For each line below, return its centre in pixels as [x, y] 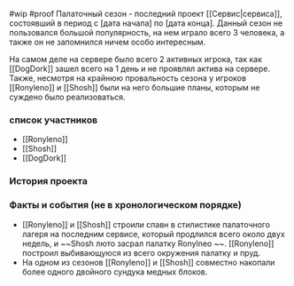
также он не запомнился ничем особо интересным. [108, 42]
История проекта [49, 181]
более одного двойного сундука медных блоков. [115, 272]
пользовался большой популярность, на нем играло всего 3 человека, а [147, 32]
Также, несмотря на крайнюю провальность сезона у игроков [128, 78]
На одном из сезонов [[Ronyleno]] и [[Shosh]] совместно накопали [148, 262]
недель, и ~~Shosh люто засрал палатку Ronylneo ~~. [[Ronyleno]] [148, 243]
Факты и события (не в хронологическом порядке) [125, 205]
